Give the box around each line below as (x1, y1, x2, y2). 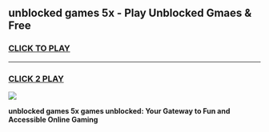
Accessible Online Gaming (8, 114, 98, 124)
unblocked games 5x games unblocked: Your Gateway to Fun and (8, 106, 231, 115)
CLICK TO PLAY (8, 43, 70, 54)
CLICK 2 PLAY (8, 73, 64, 84)
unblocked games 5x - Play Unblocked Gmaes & (8, 6, 252, 20)
